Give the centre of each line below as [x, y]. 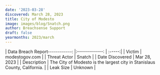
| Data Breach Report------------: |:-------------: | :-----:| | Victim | [73, 51]
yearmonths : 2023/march [30, 38]
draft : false [19, 33]
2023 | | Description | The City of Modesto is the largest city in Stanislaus [80, 62]
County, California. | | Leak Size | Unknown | [50, 67]
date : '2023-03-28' [25, 10]
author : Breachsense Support [35, 28]
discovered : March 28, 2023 [34, 14]
